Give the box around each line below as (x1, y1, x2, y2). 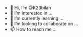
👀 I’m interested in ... (10, 10, 53, 16)
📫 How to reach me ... (10, 26, 57, 32)
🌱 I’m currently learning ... (10, 15, 64, 21)
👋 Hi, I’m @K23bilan (10, 5, 51, 10)
